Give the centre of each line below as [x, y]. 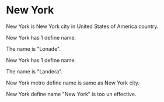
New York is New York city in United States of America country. [82, 26]
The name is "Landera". [34, 71]
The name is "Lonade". [34, 49]
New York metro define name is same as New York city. [73, 83]
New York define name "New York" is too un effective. [71, 94]
